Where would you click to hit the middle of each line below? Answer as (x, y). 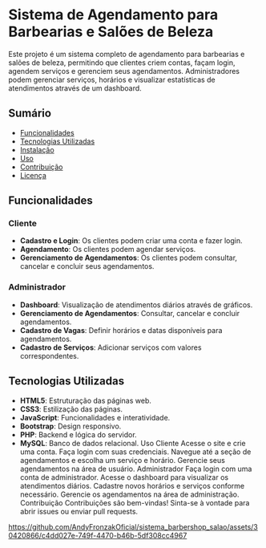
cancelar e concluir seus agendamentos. (87, 266)
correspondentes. (49, 355)
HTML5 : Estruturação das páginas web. (86, 400)
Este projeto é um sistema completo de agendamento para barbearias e (127, 54)
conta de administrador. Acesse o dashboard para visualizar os (124, 477)
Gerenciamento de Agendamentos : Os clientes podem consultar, (129, 258)
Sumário (30, 114)
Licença (33, 175)
